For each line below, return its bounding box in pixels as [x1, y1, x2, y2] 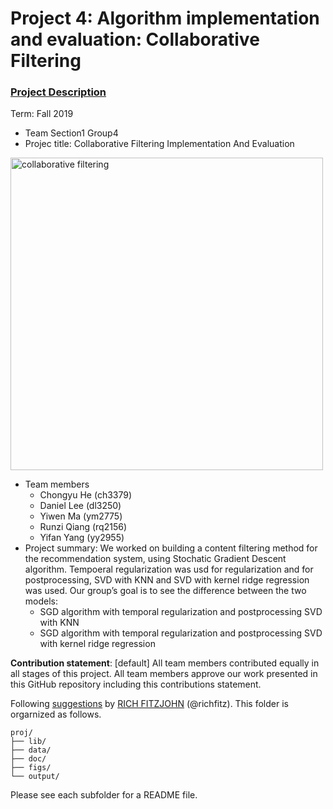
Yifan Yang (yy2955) [39, 532, 125, 544]
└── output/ [10, 772, 60, 782]
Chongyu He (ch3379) [39, 489, 133, 501]
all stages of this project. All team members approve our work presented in [10, 668, 318, 680]
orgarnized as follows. [10, 708, 102, 721]
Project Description [10, 85, 107, 99]
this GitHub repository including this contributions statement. [10, 678, 262, 691]
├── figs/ [10, 763, 52, 773]
